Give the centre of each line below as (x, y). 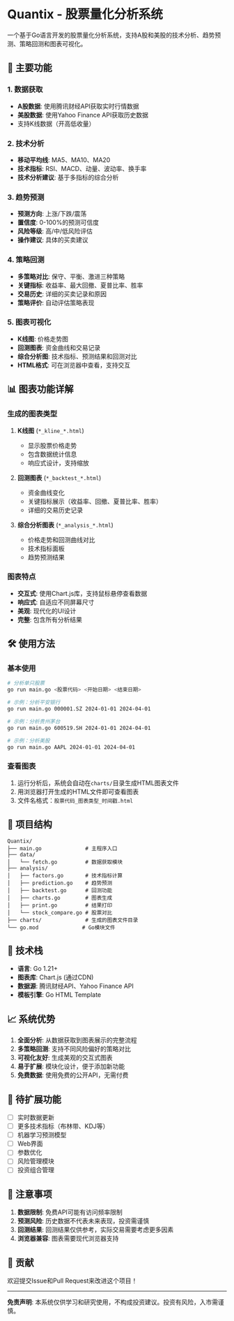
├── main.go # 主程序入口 (62, 848)
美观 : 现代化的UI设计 (47, 611)
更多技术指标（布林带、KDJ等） (63, 1126)
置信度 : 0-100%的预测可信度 (58, 222)
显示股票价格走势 (52, 445)
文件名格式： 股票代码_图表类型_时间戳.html (75, 800)
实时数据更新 (36, 1118)
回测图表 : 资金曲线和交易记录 (59, 347)
